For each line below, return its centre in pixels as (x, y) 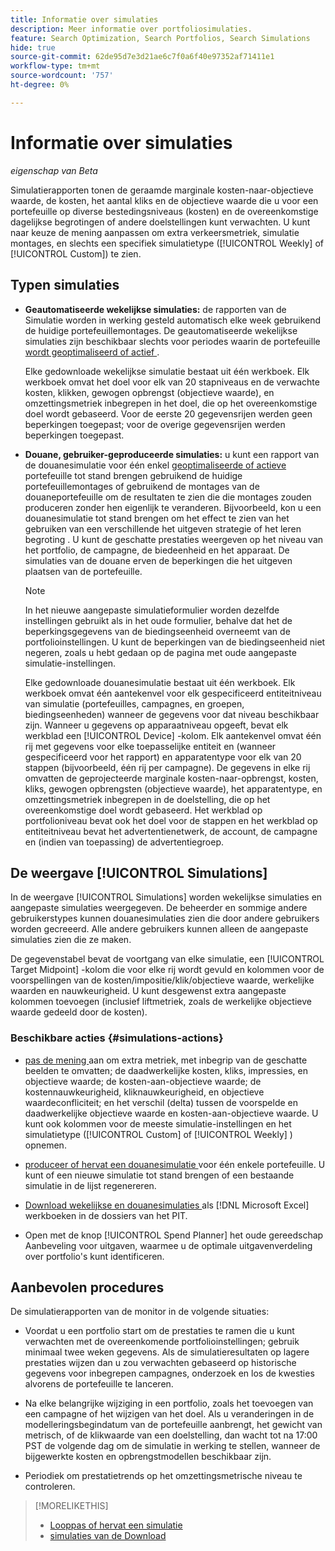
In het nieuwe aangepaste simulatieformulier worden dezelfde (152, 610)
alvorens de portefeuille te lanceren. (99, 1384)
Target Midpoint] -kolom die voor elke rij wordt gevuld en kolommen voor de (167, 970)
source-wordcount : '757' (62, 76)
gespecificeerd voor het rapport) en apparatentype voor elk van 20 (163, 757)
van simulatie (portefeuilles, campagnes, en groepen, (134, 703)
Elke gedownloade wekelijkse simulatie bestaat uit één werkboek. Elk (167, 371)
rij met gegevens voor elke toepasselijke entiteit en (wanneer (150, 746)
